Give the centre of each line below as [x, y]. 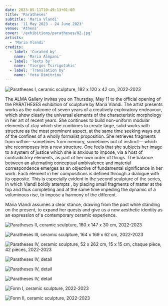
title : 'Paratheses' [27, 15]
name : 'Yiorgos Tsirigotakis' [46, 66]
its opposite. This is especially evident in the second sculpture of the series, [83, 179]
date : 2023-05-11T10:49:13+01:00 [40, 10]
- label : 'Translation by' [38, 71]
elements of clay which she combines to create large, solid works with [77, 125]
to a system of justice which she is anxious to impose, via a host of [74, 152]
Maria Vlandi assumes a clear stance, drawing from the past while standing [82, 204]
